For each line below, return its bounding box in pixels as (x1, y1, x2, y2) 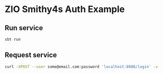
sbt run (5, 37, 21, 42)
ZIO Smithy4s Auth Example (5, 4, 125, 15)
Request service (5, 51, 57, 59)
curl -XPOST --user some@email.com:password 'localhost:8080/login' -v (5, 64, 158, 69)
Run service (5, 24, 43, 32)
